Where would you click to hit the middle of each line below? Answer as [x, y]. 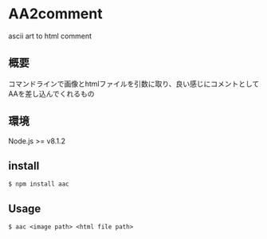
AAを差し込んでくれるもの [51, 93]
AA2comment [55, 14]
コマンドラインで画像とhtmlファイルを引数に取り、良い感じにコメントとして [134, 84]
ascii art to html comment [50, 36]
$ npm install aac [39, 184]
